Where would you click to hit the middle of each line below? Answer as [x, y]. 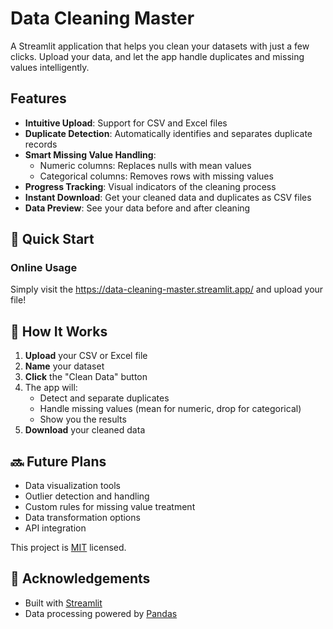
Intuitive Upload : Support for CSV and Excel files [126, 123]
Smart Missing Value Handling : [90, 154]
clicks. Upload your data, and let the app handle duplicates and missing [157, 56]
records [41, 144]
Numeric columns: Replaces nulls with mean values [145, 165]
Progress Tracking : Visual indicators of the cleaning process [150, 186]
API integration [55, 528]
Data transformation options [82, 518]
